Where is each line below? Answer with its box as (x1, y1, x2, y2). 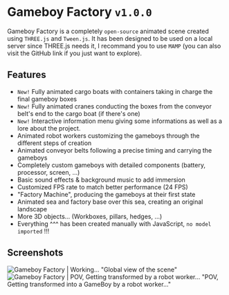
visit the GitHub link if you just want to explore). (7, 49, 143, 57)
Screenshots (7, 247, 64, 259)
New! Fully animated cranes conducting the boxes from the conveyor (17, 102, 212, 111)
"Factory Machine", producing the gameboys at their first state (17, 190, 196, 198)
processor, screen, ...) (17, 168, 80, 176)
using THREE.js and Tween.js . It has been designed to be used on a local (7, 34, 213, 42)
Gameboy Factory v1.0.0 (7, 4, 152, 20)
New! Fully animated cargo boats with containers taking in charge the (17, 87, 213, 95)
